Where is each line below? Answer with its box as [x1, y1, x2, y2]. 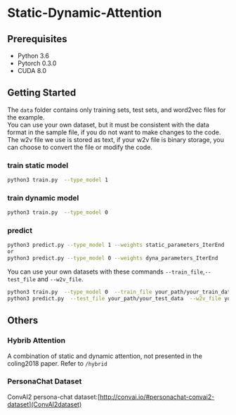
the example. [7, 113, 45, 121]
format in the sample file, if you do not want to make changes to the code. [7, 128, 221, 136]
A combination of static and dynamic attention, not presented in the [7, 352, 202, 360]
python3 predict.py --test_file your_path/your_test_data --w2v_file [7, 295, 221, 302]
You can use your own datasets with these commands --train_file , [7, 267, 205, 276]
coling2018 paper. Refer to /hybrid [7, 359, 107, 367]
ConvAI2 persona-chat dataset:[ [7, 392, 100, 401]
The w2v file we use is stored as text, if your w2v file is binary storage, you [7, 135, 225, 143]
